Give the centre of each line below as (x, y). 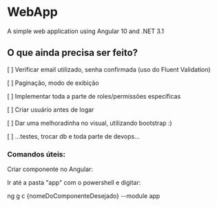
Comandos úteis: (36, 154)
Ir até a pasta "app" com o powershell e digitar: (74, 183)
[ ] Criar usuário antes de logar (51, 109)
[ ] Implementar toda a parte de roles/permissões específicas (94, 96)
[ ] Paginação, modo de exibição (53, 83)
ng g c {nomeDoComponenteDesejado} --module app (84, 196)
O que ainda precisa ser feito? (73, 53)
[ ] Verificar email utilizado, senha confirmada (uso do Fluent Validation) (109, 69)
